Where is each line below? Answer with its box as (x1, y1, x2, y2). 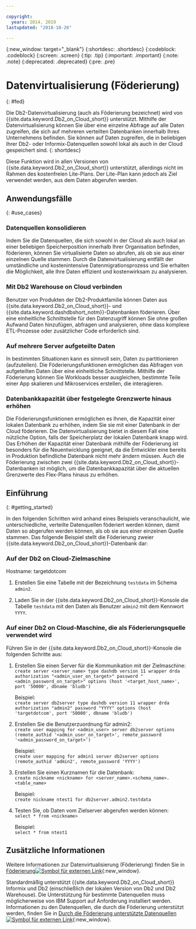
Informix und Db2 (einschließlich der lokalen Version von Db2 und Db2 (6, 885, 176, 892)
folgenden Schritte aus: (6, 650, 63, 657)
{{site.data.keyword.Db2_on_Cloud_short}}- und (6, 302, 122, 309)
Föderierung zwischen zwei (6, 459, 73, 466)
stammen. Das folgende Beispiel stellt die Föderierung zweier (6, 534, 154, 541)
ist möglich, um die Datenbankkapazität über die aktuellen (39, 465, 180, 472)
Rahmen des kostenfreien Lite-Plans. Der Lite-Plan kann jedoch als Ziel (6, 170, 177, 177)
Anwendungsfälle (6, 194, 73, 204)
